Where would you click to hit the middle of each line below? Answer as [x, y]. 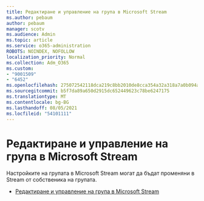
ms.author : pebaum [29, 18]
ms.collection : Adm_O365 [38, 63]
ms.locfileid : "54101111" [39, 114]
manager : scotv [25, 29]
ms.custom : [20, 68]
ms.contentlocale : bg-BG [38, 102]
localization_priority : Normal [46, 57]
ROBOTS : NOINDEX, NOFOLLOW [40, 52]
